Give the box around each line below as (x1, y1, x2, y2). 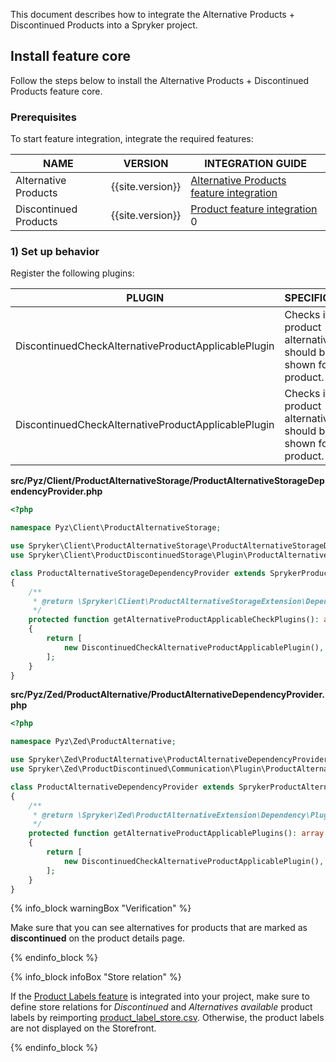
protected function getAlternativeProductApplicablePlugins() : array (28, 829, 325, 839)
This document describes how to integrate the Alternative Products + (10, 9, 295, 20)
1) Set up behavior (10, 245, 100, 259)
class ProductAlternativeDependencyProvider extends (10, 782, 235, 792)
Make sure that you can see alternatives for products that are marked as (10, 922, 308, 934)
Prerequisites (10, 110, 77, 124)
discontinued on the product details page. (10, 932, 186, 944)
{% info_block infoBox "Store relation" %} (10, 971, 182, 983)
